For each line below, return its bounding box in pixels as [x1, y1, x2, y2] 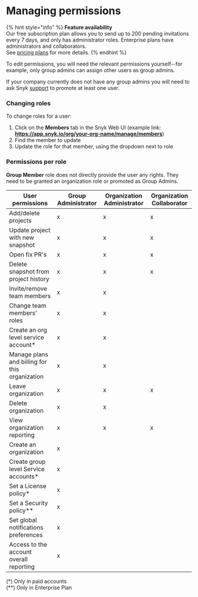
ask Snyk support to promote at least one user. [6, 84, 120, 91]
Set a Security [9, 499, 48, 507]
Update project [9, 226, 51, 234]
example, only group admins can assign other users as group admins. [6, 66, 175, 73]
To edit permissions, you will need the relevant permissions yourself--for [6, 60, 183, 67]
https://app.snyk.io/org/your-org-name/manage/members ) [14, 130, 164, 137]
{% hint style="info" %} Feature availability [6, 24, 113, 31]
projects [9, 216, 32, 224]
